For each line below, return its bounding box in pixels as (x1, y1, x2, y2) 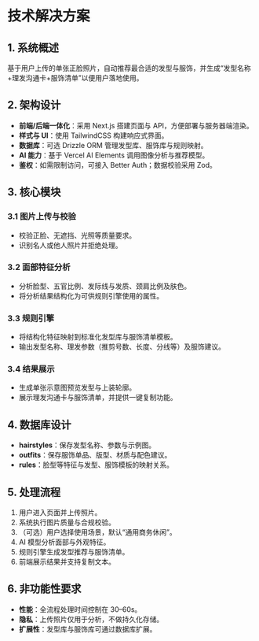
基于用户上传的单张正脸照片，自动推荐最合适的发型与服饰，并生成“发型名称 (7, 64, 252, 72)
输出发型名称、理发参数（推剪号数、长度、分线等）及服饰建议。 (18, 342, 225, 351)
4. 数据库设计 (7, 418, 71, 432)
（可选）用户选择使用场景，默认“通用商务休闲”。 (18, 528, 177, 537)
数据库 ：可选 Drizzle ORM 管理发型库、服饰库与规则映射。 (18, 140, 208, 150)
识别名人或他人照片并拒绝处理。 (18, 240, 122, 250)
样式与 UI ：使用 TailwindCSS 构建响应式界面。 (18, 131, 169, 140)
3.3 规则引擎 (7, 313, 55, 324)
